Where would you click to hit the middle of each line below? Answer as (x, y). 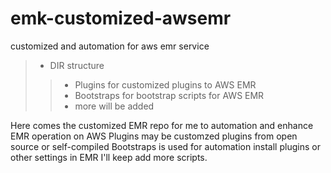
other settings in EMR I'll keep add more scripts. (109, 157)
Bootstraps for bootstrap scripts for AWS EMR (169, 95)
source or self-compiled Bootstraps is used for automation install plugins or (165, 146)
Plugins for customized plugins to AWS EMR (165, 84)
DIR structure (77, 65)
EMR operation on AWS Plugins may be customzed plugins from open (154, 136)
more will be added (114, 106)
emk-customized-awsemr (121, 18)
